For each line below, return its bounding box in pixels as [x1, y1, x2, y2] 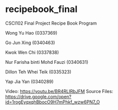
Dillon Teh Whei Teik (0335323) [5, 69, 72, 75]
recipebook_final [5, 4, 77, 15]
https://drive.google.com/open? [5, 93, 72, 99]
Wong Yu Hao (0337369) [5, 30, 58, 36]
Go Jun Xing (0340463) [5, 39, 55, 46]
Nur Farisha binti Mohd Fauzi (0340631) [5, 59, 89, 65]
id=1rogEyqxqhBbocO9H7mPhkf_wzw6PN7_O [5, 99, 100, 105]
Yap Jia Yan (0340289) [5, 78, 54, 84]
